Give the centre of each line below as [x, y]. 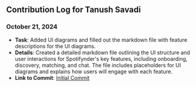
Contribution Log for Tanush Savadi [74, 10]
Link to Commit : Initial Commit [52, 77]
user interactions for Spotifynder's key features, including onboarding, [101, 58]
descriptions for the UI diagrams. [55, 46]
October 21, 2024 [32, 27]
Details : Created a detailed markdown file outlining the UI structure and [102, 52]
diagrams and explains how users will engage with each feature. [94, 72]
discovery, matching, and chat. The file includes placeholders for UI [98, 65]
